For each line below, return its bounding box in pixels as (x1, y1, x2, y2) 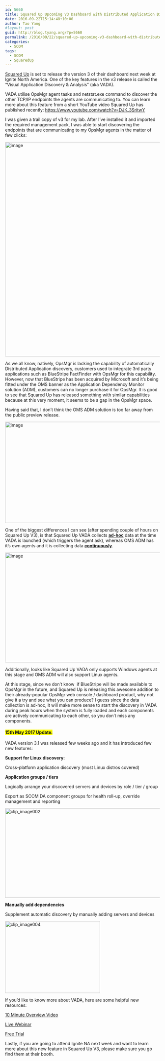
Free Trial (5, 1031, 25, 1037)
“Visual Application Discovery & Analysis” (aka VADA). (5, 82, 114, 88)
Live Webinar (5, 1022, 32, 1027)
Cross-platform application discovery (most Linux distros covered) (5, 764, 140, 770)
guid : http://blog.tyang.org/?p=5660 (5, 30, 82, 35)
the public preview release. (5, 412, 60, 418)
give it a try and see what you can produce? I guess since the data (5, 697, 139, 703)
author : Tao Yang (5, 21, 41, 26)
